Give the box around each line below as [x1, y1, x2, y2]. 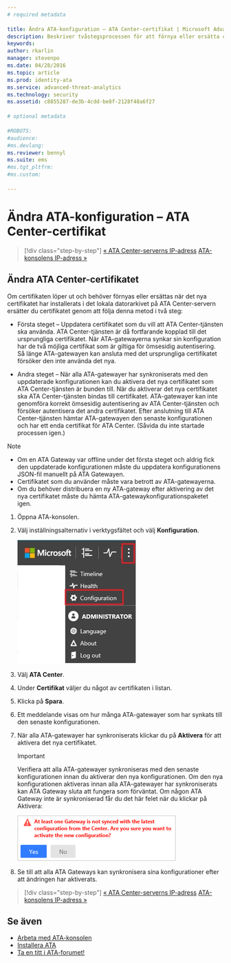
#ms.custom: [7, 171, 41, 179]
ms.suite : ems [7, 156, 48, 163]
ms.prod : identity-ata [7, 77, 72, 83]
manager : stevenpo [7, 55, 60, 62]
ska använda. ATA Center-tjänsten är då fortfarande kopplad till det [16, 327, 207, 336]
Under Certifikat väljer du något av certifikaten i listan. [16, 683, 173, 692]
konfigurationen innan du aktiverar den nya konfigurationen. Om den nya [16, 772, 223, 780]
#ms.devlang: [7, 142, 45, 149]
